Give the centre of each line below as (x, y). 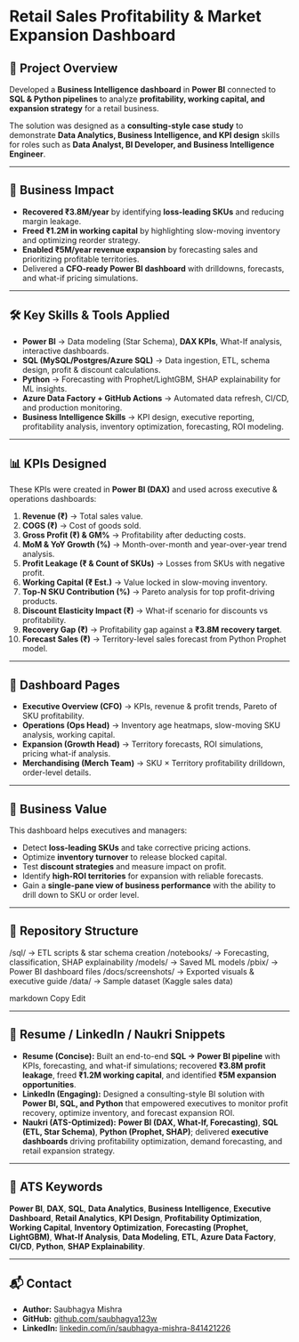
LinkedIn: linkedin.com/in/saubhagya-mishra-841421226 (126, 1329)
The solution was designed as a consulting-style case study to (126, 125)
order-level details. (57, 772)
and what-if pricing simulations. (80, 278)
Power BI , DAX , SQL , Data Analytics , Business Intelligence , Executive (140, 1209)
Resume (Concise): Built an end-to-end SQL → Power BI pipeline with (151, 1055)
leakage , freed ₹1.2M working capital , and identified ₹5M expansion (149, 1075)
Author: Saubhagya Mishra (72, 1309)
